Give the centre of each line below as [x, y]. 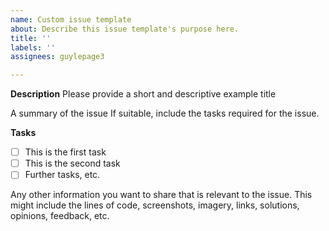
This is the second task [72, 163]
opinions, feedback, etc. [60, 216]
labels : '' [33, 47]
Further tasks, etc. [62, 175]
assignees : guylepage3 [57, 57]
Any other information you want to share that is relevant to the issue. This [161, 195]
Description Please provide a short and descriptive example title [143, 94]
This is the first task [65, 152]
